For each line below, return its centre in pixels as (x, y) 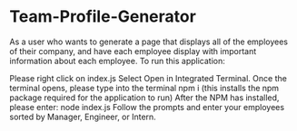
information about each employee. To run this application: (117, 61)
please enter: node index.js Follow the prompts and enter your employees (147, 107)
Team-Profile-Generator (103, 17)
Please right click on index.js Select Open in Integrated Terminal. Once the (148, 78)
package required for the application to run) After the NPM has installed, (144, 98)
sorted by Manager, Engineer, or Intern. (83, 117)
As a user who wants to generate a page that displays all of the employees (149, 42)
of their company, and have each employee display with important (133, 51)
